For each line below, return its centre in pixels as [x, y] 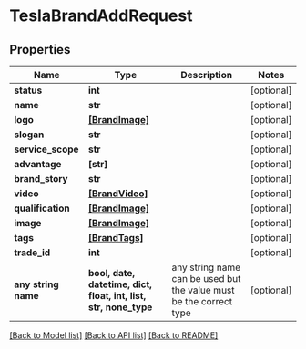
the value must [203, 290]
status [28, 90]
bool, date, [112, 273]
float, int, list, [117, 296]
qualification [42, 208]
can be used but [206, 279]
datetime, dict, [120, 284]
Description [207, 75]
